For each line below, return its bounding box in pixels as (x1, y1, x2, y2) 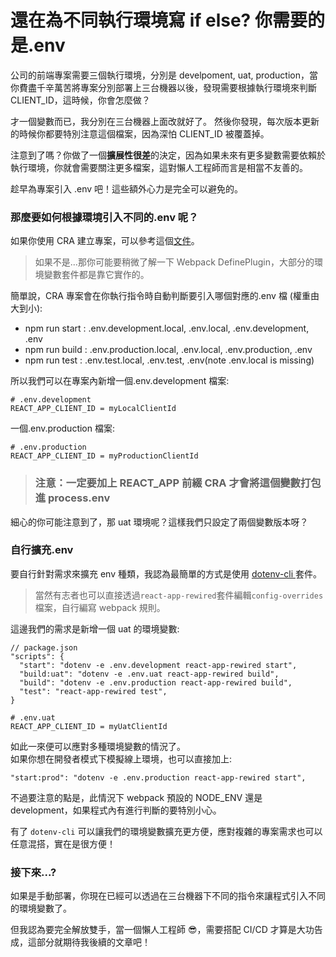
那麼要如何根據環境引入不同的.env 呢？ (10, 210, 199, 224)
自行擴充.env (10, 543, 74, 557)
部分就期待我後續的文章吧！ (36, 936, 151, 948)
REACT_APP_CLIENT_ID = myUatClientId (10, 721, 168, 731)
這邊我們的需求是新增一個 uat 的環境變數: (10, 622, 180, 635)
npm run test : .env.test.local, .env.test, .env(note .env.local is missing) (24, 354, 315, 366)
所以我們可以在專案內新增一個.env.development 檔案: (10, 375, 230, 387)
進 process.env (34, 491, 111, 505)
